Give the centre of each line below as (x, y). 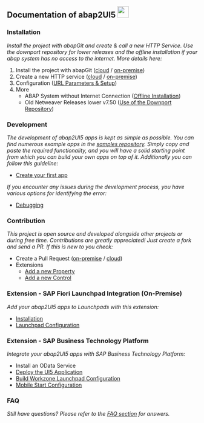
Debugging (30, 205)
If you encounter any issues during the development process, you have (96, 187)
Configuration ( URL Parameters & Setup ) (66, 83)
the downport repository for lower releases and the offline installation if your (102, 52)
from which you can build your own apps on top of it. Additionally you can (100, 157)
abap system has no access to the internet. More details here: (84, 58)
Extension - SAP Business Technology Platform (78, 341)
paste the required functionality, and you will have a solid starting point (96, 150)
